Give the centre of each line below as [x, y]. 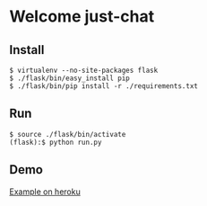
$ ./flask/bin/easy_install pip [69, 78]
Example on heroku [45, 192]
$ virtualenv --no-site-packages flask [84, 70]
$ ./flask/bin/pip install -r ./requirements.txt [104, 86]
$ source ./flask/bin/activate [68, 134]
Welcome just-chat [82, 17]
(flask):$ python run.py [56, 142]
